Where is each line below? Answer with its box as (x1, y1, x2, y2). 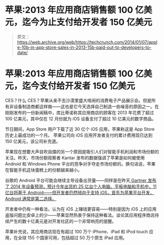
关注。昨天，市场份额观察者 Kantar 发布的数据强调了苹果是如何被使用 (5, 155, 145, 161)
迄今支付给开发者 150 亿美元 (22, 81, 135, 92)
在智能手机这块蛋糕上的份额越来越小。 (5, 167, 82, 173)
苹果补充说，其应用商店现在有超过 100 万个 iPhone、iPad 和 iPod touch (5, 228, 148, 234)
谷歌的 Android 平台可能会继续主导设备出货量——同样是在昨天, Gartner (5, 177, 147, 183)
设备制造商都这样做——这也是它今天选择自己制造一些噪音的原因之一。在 (13, 103, 159, 109)
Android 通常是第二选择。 (5, 196, 57, 202)
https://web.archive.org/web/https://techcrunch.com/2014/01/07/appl (17, 39, 158, 45)
